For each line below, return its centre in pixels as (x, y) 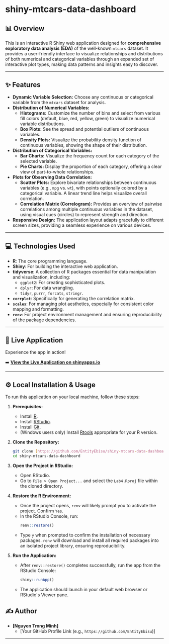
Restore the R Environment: (42, 496)
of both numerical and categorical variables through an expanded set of (80, 59)
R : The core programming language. (50, 261)
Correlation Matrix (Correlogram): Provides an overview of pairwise (91, 204)
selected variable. (38, 161)
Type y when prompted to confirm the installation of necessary (85, 535)
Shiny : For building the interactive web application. (65, 266)
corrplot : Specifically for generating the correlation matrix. (73, 298)
